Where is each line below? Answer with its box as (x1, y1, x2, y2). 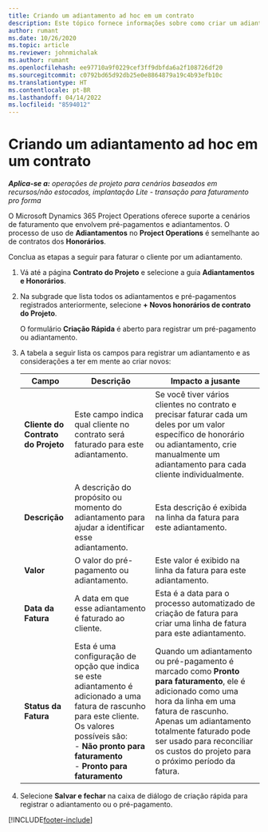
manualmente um (155, 449, 221, 460)
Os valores (74, 721, 115, 732)
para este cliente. (74, 711, 140, 722)
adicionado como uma (155, 686, 238, 697)
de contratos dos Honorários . (8, 237, 106, 246)
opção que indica (74, 661, 140, 672)
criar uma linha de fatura (155, 618, 247, 629)
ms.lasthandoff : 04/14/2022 (8, 94, 102, 102)
